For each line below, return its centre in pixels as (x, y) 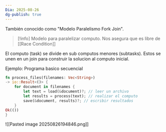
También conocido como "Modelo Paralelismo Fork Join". (64, 28)
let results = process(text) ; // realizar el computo (80, 96)
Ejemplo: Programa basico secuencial (44, 68)
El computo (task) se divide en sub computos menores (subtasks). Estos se (83, 53)
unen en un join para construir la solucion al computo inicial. (67, 58)
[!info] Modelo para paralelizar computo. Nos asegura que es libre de (89, 38)
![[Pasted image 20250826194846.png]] (47, 124)
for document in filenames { (45, 87)
